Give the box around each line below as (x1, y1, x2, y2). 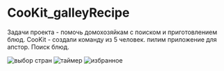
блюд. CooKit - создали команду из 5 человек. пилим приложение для (7, 35, 217, 43)
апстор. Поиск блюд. (7, 42, 69, 51)
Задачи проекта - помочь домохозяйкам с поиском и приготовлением (7, 28, 217, 36)
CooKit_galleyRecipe (7, 5, 130, 21)
